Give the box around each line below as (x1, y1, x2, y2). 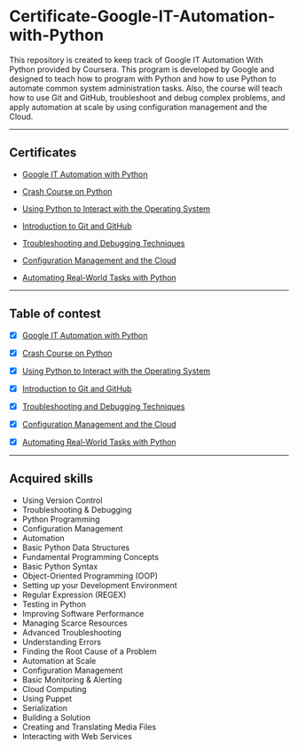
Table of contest (9, 307, 102, 322)
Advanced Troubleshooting (21, 626, 122, 637)
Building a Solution (21, 712, 91, 722)
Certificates (9, 145, 77, 161)
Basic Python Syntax (21, 561, 98, 571)
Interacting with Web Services (21, 730, 133, 741)
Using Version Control (21, 495, 103, 506)
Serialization (21, 702, 68, 713)
